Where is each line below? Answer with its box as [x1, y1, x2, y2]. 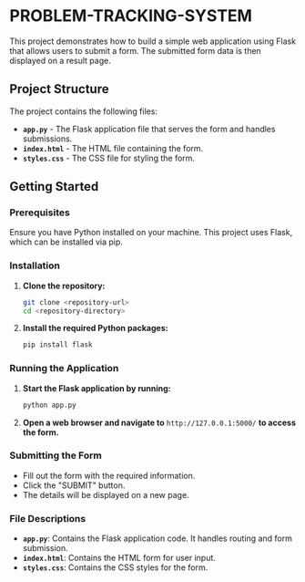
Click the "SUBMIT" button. [22, 480, 126, 491]
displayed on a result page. [9, 55, 111, 66]
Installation [9, 259, 61, 272]
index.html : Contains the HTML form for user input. [22, 553, 217, 564]
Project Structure [9, 81, 109, 97]
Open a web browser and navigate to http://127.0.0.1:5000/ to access [22, 417, 296, 428]
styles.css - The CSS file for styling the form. [22, 152, 196, 163]
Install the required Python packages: [22, 323, 168, 334]
